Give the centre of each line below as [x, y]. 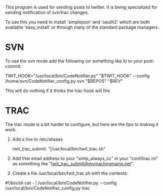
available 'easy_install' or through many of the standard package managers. [82, 27]
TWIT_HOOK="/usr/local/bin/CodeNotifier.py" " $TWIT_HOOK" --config [77, 76]
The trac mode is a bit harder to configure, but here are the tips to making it [82, 124]
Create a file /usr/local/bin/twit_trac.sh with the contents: [70, 173]
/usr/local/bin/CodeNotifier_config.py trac [48, 188]
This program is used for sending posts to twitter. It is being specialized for [81, 7]
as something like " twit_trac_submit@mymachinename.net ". [73, 163]
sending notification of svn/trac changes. [47, 12]
